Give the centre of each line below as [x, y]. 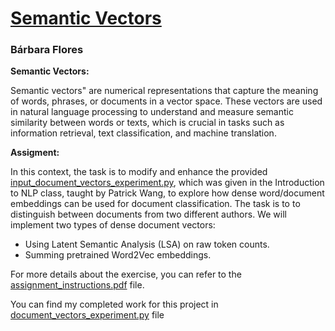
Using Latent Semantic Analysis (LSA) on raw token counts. [147, 244]
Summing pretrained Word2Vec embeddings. [118, 255]
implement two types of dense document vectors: [113, 225]
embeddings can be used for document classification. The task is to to [155, 204]
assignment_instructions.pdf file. [77, 285]
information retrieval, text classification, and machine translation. [143, 133]
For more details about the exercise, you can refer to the [126, 274]
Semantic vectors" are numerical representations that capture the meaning [164, 91]
